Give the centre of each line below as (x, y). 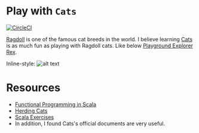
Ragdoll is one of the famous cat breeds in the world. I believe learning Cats (99, 39)
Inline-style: (21, 64)
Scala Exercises (34, 117)
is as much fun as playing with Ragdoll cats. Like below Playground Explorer (99, 46)
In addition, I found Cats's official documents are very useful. (90, 123)
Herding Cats (31, 111)
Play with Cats (42, 11)
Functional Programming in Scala (56, 104)
